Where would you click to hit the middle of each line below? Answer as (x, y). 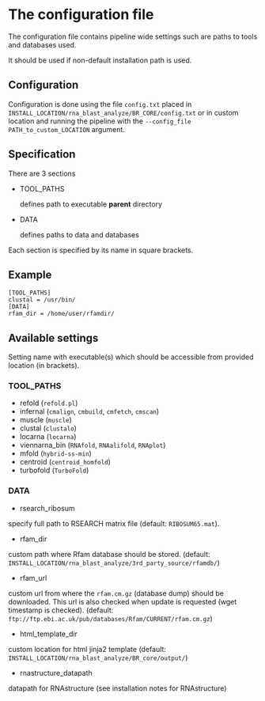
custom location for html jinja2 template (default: (87, 649)
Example (30, 275)
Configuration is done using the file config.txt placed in (100, 104)
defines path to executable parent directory (91, 204)
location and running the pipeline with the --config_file (100, 121)
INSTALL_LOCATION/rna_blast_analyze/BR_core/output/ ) (98, 657)
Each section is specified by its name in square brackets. (101, 250)
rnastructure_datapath (56, 673)
